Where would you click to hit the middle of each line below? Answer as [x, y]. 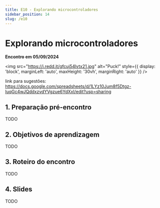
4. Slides [19, 190]
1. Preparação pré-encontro [48, 107]
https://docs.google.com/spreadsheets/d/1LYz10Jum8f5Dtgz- [68, 86]
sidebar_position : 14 [27, 14]
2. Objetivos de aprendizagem [52, 134]
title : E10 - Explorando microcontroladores [52, 10]
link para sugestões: [26, 81]
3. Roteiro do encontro [40, 162]
